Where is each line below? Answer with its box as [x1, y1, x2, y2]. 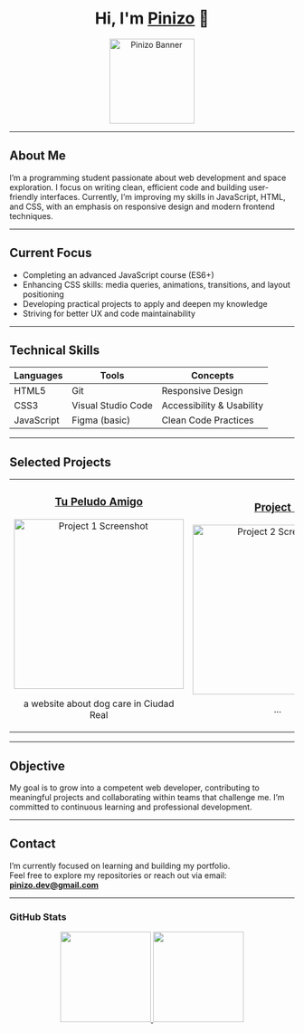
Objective [9, 758, 66, 773]
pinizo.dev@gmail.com [9, 879, 100, 890]
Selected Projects [9, 454, 111, 470]
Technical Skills [9, 342, 100, 358]
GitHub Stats [9, 910, 67, 923]
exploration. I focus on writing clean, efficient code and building [9, 181, 247, 193]
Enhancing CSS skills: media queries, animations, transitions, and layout [22, 279, 291, 290]
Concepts [191, 369, 234, 382]
